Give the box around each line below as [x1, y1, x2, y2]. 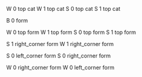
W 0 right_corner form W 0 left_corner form [6, 64, 115, 71]
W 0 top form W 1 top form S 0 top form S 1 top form [6, 28, 136, 36]
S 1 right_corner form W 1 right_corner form [6, 41, 114, 47]
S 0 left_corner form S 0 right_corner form [6, 52, 111, 59]
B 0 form [6, 17, 28, 24]
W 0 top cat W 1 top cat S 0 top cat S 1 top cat [6, 5, 121, 12]
